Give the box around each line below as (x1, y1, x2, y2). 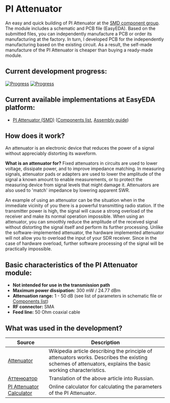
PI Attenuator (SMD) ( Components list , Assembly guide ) (12, 117, 129, 123)
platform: (5, 103, 35, 112)
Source (17, 339, 35, 346)
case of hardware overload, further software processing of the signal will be (5, 240, 164, 247)
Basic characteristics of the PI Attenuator (5, 261, 138, 269)
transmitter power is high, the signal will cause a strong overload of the (5, 208, 153, 214)
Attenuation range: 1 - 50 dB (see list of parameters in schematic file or (12, 293, 162, 299)
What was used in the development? (5, 324, 123, 332)
